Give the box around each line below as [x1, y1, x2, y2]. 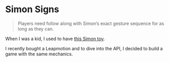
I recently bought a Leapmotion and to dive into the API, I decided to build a [5, 45, 163, 51]
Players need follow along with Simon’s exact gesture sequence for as [17, 20, 164, 26]
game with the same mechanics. [5, 51, 73, 57]
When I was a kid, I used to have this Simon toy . [5, 36, 105, 42]
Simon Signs [5, 4, 59, 15]
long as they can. [17, 25, 54, 32]
